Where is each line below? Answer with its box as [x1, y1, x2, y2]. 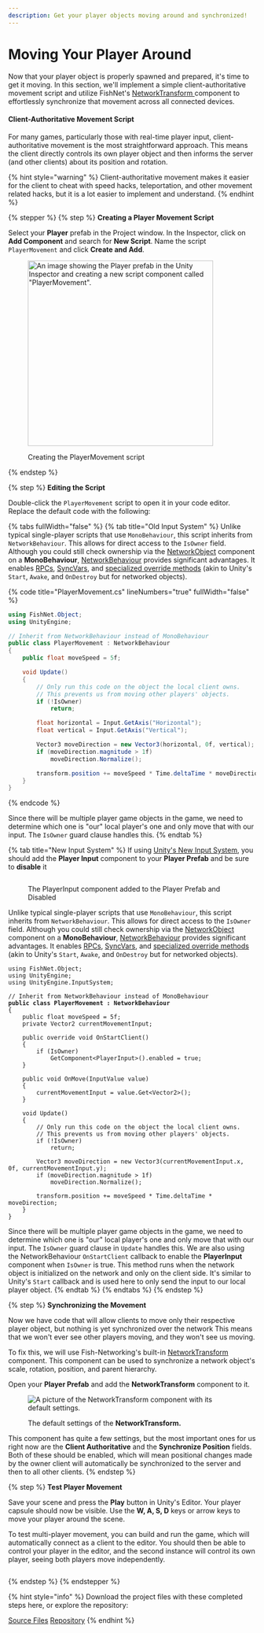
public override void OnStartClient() [22, 1034, 149, 1042]
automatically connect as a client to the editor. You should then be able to [8, 1538, 246, 1547]
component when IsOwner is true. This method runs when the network [8, 1260, 235, 1269]
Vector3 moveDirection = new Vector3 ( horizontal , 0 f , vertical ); [36, 741, 255, 748]
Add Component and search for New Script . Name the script [8, 236, 207, 246]
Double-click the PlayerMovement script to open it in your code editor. [8, 497, 230, 508]
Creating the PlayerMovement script [27, 452, 145, 461]
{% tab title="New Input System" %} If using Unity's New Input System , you [8, 845, 254, 855]
